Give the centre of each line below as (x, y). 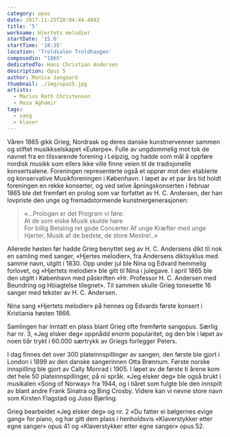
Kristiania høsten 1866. (39, 313)
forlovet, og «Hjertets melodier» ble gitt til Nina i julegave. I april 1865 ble (110, 270)
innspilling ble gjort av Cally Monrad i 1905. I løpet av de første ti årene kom (113, 369)
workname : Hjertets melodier (49, 33)
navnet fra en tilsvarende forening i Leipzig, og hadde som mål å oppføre (110, 156)
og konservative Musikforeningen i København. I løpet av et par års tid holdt (114, 178)
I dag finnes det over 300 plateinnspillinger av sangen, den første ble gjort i (114, 354)
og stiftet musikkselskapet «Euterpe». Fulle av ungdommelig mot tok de (108, 149)
